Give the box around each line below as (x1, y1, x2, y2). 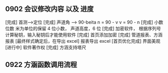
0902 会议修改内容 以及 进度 (5, 5, 94, 14)
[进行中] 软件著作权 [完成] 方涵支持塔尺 (5, 44, 87, 50)
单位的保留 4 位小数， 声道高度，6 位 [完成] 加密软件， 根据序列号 (24, 25, 161, 31)
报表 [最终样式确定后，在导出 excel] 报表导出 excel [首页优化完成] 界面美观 (5, 38, 160, 44)
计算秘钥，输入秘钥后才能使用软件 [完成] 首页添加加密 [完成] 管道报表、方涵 (5, 32, 163, 38)
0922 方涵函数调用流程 (5, 60, 77, 69)
